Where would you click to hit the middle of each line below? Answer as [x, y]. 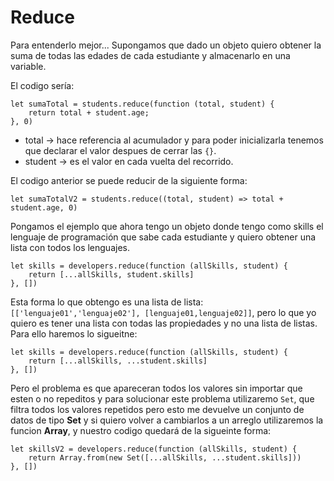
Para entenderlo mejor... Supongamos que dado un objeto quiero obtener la [166, 45]
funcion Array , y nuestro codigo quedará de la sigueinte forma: [141, 430]
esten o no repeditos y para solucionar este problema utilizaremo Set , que [162, 398]
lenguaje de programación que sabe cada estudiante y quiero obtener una [163, 237]
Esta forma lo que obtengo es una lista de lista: [107, 302]
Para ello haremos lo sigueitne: [74, 333]
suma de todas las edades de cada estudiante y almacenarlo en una [150, 55]
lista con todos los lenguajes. [70, 247]
